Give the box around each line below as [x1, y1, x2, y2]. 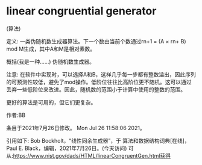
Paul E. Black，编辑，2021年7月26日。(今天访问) [6, 145, 127, 152]
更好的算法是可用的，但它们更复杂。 [6, 98, 96, 106]
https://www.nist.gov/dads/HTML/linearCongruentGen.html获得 [13, 152, 171, 159]
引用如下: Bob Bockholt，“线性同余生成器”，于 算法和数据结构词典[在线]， [6, 137, 190, 144]
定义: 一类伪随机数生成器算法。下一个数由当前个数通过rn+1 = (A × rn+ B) [6, 37, 186, 45]
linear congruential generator [6, 4, 157, 18]
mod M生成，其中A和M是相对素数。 [6, 45, 96, 52]
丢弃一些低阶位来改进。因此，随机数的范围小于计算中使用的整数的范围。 [6, 86, 186, 93]
